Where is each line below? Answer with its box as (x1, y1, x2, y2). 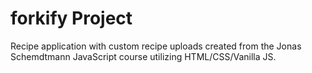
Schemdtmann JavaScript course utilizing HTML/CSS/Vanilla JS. (10, 50, 277, 62)
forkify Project (10, 7, 133, 30)
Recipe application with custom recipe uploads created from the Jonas (10, 40, 302, 52)
